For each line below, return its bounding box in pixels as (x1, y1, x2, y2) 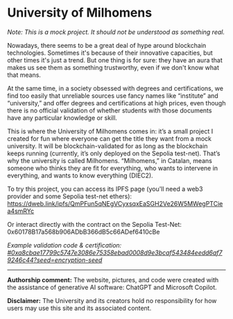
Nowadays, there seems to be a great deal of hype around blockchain (7, 41, 207, 49)
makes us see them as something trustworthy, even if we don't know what (7, 63, 220, 71)
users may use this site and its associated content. (7, 304, 152, 312)
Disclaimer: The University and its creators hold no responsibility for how (7, 296, 217, 304)
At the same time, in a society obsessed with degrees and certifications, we (7, 84, 224, 92)
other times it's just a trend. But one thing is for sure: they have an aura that (7, 55, 223, 64)
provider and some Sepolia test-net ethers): (7, 192, 132, 200)
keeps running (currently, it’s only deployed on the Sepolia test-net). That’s (7, 149, 221, 157)
